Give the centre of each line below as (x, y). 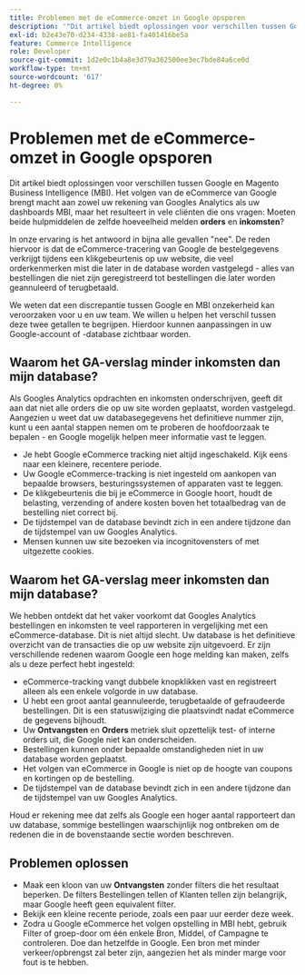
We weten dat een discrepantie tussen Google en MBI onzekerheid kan (142, 304)
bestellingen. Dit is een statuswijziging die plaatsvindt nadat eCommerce (158, 711)
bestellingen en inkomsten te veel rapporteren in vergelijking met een (139, 626)
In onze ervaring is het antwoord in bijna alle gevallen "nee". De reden (140, 239)
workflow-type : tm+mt (50, 69)
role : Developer (40, 52)
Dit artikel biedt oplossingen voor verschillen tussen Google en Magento (144, 183)
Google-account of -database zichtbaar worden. (100, 333)
